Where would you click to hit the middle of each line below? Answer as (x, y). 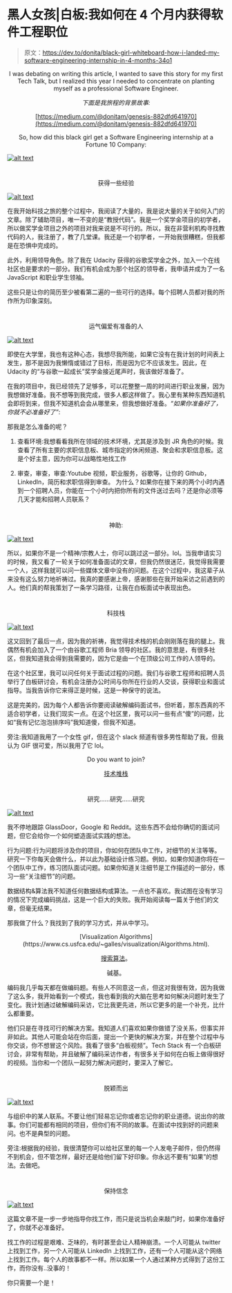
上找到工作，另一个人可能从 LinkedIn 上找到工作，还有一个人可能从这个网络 (115, 1251)
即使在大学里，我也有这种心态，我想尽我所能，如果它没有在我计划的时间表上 (116, 354)
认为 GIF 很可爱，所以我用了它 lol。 (57, 745)
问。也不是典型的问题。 (40, 1134)
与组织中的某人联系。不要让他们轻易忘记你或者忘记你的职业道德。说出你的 (113, 1116)
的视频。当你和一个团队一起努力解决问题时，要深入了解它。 (92, 1062)
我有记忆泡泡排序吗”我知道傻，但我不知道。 (78, 722)
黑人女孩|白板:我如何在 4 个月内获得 (109, 15)
